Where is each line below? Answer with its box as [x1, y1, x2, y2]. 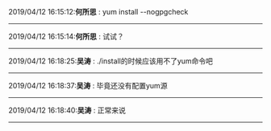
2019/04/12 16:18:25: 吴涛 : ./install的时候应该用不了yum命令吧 [8, 56, 214, 66]
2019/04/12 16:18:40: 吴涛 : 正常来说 [8, 105, 127, 115]
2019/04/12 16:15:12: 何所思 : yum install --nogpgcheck [8, 7, 189, 16]
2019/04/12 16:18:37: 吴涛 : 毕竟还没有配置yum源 [8, 81, 168, 90]
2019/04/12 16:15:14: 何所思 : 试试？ [8, 31, 125, 41]
